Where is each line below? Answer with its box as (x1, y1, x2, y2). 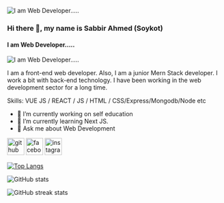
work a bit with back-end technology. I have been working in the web (7, 76, 201, 85)
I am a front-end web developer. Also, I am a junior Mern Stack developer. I (7, 69, 218, 77)
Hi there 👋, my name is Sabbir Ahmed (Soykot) (7, 23, 163, 33)
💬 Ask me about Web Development (16, 124, 115, 133)
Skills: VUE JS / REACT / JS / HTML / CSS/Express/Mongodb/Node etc (7, 96, 206, 105)
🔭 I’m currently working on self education (16, 110, 133, 118)
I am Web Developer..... (7, 40, 75, 49)
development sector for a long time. (7, 83, 108, 92)
